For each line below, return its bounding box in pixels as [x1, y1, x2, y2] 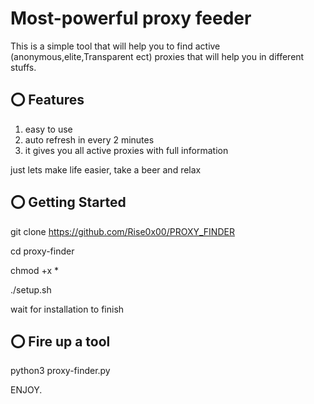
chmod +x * [10, 264, 59, 276]
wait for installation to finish [10, 303, 125, 315]
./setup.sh [10, 283, 52, 296]
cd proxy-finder [10, 245, 75, 257]
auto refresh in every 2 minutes [24, 133, 155, 146]
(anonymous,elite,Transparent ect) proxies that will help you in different [10, 50, 305, 62]
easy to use [24, 123, 73, 135]
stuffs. [10, 61, 37, 73]
